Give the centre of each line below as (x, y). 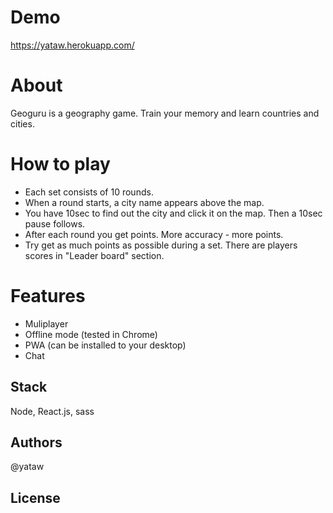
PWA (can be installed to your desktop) (105, 345)
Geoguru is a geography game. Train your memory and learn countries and (165, 113)
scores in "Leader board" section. (94, 255)
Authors (36, 442)
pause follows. (55, 223)
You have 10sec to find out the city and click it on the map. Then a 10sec (173, 213)
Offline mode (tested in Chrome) (91, 334)
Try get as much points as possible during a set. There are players (161, 245)
